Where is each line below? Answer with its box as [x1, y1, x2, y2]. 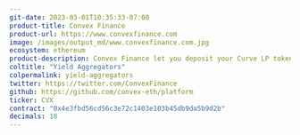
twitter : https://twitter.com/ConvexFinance [9, 79, 178, 88]
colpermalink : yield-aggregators [9, 71, 134, 80]
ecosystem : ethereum [9, 46, 87, 55]
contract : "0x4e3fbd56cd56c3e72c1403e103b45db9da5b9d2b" [9, 104, 226, 113]
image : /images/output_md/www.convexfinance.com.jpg [9, 37, 210, 47]
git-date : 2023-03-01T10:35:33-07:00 [9, 12, 150, 22]
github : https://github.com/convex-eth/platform [9, 87, 194, 96]
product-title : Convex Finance [9, 21, 126, 30]
